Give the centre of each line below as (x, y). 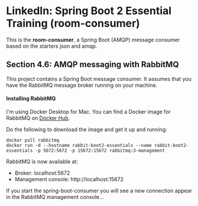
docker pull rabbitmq (33, 140)
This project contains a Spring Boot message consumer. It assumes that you (99, 79)
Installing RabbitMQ (31, 99)
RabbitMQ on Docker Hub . (38, 118)
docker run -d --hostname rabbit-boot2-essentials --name (79, 145)
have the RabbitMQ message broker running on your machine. (82, 85)
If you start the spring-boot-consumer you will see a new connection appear (99, 191)
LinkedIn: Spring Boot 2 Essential (89, 11)
